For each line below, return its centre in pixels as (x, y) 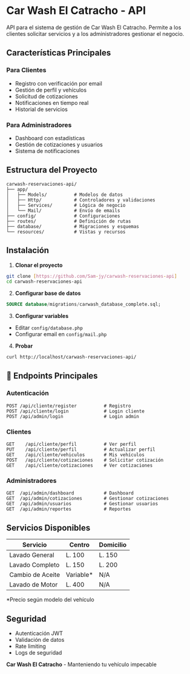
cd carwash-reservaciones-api (44, 282)
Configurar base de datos (48, 293)
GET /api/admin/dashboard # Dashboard (70, 493)
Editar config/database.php (49, 328)
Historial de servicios (41, 109)
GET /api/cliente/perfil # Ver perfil (71, 444)
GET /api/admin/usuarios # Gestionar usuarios (82, 504)
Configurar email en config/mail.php (61, 334)
